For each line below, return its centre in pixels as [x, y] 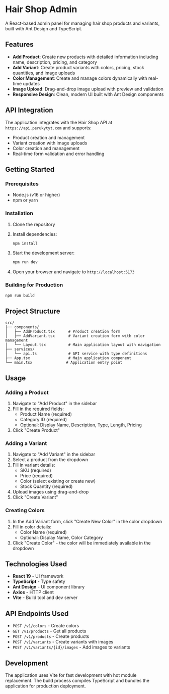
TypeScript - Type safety [39, 581]
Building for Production [34, 285]
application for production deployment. [46, 686]
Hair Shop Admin [41, 9]
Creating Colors [25, 510]
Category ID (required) [43, 419]
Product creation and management [49, 137]
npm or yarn [25, 200]
